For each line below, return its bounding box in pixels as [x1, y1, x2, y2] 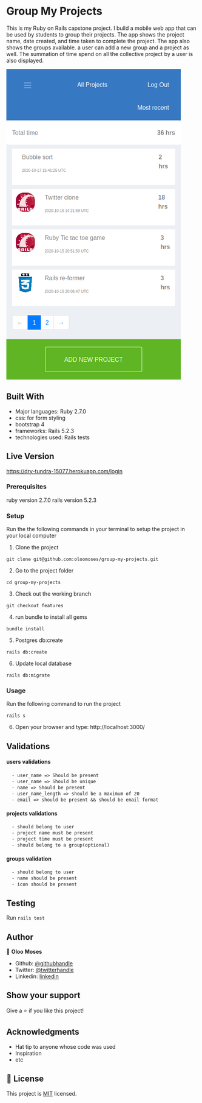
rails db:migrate [6, 672, 50, 678]
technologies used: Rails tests [15, 434, 90, 441]
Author [6, 932, 33, 942]
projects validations [6, 809, 58, 817]
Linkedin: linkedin [15, 973, 59, 980]
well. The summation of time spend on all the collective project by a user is [6, 50, 193, 57]
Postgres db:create [15, 636, 63, 644]
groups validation [6, 855, 52, 862]
